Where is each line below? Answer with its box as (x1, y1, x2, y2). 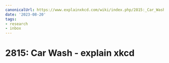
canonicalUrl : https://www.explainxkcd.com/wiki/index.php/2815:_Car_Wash (5, 7, 165, 12)
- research (5, 21, 28, 26)
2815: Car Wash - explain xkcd (5, 47, 135, 59)
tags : (5, 16, 17, 21)
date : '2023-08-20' (5, 12, 46, 17)
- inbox (5, 26, 22, 31)
